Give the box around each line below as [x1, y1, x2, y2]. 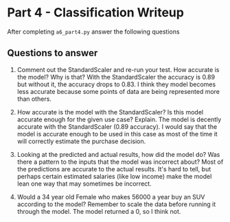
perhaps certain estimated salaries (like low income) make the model [16, 172, 212, 180]
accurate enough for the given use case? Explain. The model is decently [16, 115, 222, 123]
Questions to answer [7, 47, 98, 59]
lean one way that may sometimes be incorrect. [16, 180, 152, 188]
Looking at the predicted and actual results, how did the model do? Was [16, 150, 220, 158]
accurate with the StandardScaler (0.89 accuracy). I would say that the [16, 122, 218, 131]
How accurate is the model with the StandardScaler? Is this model [16, 108, 204, 116]
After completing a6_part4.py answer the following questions [7, 27, 180, 36]
